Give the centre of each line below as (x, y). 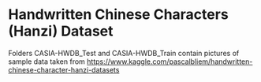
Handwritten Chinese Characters (118, 15)
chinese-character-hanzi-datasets (64, 69)
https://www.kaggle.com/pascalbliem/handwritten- (170, 61)
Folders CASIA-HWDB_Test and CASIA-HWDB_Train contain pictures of (124, 53)
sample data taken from (47, 61)
